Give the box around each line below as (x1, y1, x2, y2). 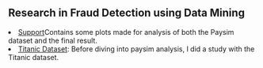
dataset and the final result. (8, 36, 97, 45)
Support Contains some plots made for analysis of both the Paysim (18, 27, 234, 36)
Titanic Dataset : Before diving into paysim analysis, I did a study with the (18, 43, 255, 54)
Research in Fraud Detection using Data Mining (8, 6, 246, 20)
